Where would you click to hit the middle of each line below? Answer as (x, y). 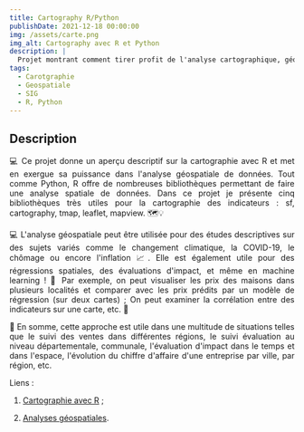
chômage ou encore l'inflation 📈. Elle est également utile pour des (152, 258)
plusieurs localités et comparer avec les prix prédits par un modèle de (152, 290)
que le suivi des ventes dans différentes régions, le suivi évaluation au (152, 337)
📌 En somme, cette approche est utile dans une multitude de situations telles (152, 327)
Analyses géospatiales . (66, 418)
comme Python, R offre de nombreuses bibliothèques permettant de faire (152, 184)
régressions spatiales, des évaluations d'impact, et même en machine (152, 271)
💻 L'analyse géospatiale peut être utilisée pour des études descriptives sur (152, 235)
